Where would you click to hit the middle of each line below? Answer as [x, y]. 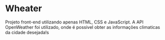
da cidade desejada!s [27, 32]
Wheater [24, 9]
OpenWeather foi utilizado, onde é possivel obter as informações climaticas [83, 27]
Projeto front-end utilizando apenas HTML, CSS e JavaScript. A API [74, 22]
